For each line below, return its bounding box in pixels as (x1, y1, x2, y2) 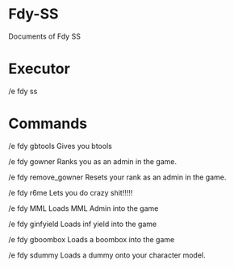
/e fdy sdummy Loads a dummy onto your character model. (8, 250, 206, 260)
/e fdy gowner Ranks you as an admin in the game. (8, 156, 178, 166)
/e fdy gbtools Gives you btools (8, 141, 113, 150)
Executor (8, 60, 70, 78)
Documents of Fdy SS (8, 31, 81, 41)
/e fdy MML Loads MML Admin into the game (8, 203, 159, 213)
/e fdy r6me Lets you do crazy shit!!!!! (8, 188, 133, 197)
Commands (8, 114, 88, 133)
